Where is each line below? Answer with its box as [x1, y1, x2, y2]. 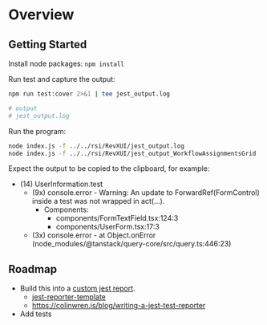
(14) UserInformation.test [19, 179, 103, 189]
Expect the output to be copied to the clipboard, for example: [8, 164, 210, 173]
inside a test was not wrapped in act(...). [31, 197, 165, 206]
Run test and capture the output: [8, 75, 115, 83]
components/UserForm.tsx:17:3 [55, 222, 160, 232]
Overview [8, 6, 75, 24]
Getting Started [8, 38, 87, 51]
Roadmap [8, 262, 58, 276]
